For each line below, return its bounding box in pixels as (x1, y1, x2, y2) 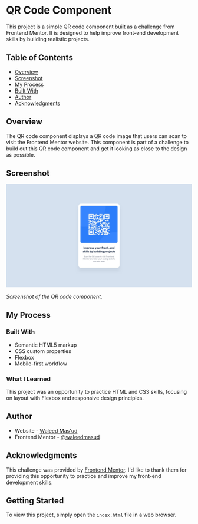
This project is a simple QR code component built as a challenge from (6, 23, 175, 30)
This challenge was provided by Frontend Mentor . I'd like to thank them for (6, 466, 187, 473)
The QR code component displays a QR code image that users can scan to (6, 132, 187, 139)
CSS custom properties (14, 347, 72, 354)
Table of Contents (6, 52, 74, 62)
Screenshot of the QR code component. (6, 293, 103, 300)
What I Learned (6, 375, 51, 383)
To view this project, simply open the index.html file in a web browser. (6, 511, 177, 519)
